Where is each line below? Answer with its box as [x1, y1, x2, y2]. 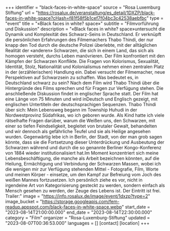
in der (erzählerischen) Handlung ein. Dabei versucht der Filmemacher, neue [5, 69, 165, 75]
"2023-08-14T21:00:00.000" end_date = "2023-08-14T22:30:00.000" [5, 209, 152, 215]
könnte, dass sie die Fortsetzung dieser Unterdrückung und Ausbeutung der [5, 139, 165, 145]
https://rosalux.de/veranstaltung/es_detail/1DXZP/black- [38, 10, 155, 16]
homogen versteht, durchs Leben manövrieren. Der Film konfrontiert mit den [5, 53, 165, 59]
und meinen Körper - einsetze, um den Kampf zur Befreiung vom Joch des [5, 172, 161, 177]
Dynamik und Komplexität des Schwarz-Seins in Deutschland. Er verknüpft [5, 31, 161, 37]
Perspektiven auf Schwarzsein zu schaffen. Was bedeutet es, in [5, 75, 139, 80]
